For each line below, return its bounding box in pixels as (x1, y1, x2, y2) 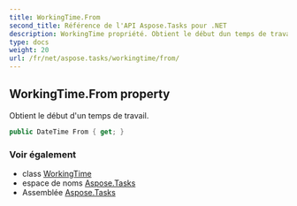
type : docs (9, 37, 49, 47)
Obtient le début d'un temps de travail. (9, 110, 149, 120)
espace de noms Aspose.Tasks (21, 178, 136, 188)
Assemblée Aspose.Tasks (21, 187, 117, 197)
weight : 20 (9, 46, 49, 55)
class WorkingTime (21, 168, 92, 179)
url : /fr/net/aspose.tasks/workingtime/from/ (9, 54, 179, 63)
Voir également (9, 148, 77, 160)
